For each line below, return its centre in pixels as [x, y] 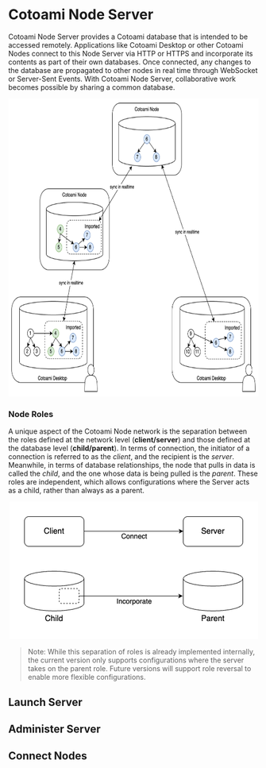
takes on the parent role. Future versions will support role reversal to [139, 669]
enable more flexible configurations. [87, 677]
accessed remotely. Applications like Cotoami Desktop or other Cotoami [126, 44]
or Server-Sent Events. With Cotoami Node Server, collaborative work [122, 79]
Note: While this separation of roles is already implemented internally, [141, 652]
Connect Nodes [48, 756]
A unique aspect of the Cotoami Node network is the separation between [128, 431]
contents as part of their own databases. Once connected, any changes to [130, 62]
